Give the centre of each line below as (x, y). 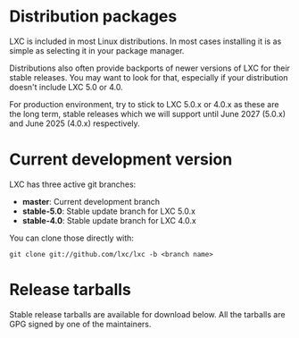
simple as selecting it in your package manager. (97, 50)
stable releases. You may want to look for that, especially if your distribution (149, 77)
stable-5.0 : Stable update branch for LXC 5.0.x (109, 211)
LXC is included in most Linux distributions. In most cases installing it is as (145, 41)
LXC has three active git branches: (73, 184)
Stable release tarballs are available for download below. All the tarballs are (147, 314)
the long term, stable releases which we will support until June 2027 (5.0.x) (148, 114)
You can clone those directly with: (71, 238)
